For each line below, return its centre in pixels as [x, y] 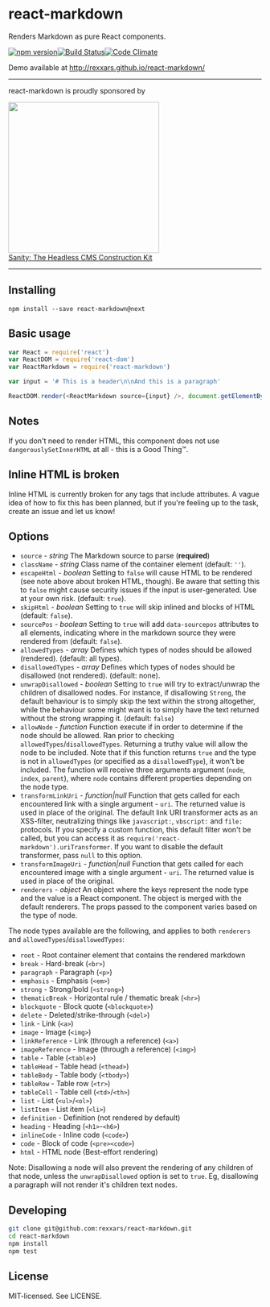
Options [29, 536]
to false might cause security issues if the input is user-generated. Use [138, 590]
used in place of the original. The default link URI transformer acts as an [139, 813]
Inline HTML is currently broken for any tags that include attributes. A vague [134, 494]
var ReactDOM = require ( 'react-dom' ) [72, 359]
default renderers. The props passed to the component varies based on [138, 907]
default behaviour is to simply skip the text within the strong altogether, [137, 701]
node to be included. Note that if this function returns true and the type [138, 753]
